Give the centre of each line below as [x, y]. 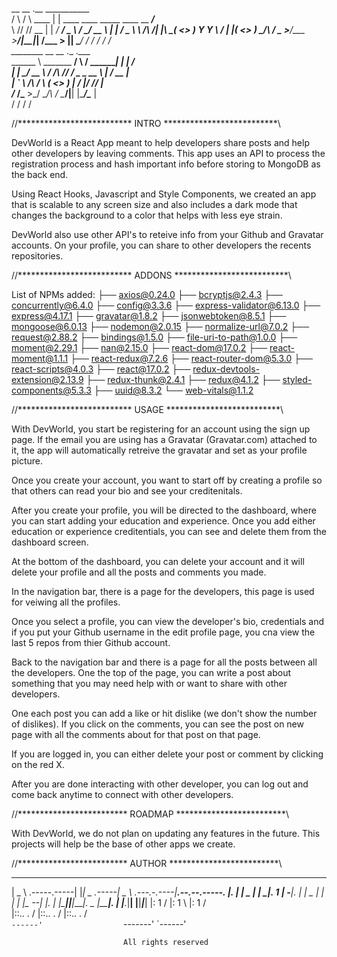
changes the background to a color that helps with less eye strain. [147, 215]
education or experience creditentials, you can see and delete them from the [169, 531]
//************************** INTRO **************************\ [146, 123]
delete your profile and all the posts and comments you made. [139, 572]
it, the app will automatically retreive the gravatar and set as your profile [159, 450]
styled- [297, 379]
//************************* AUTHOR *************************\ [147, 863]
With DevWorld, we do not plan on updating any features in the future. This [166, 833]
